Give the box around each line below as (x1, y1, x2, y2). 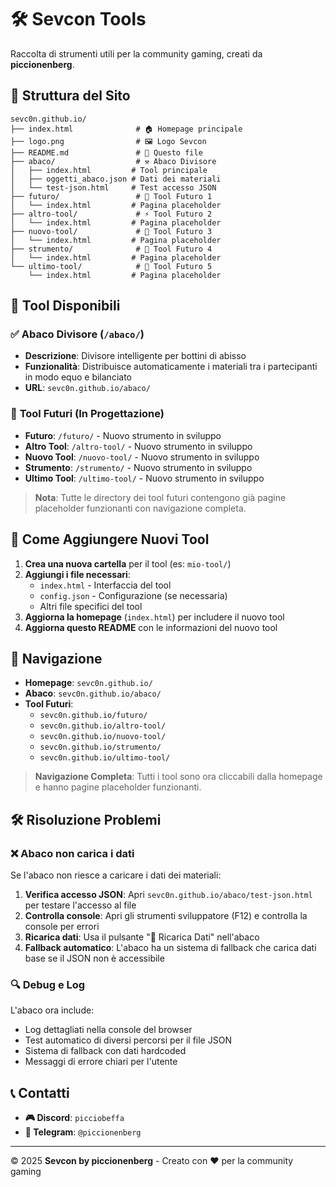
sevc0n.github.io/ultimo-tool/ (39, 753, 171, 763)
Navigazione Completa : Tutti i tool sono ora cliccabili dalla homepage (34, 771, 323, 783)
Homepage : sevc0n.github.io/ (24, 677, 153, 689)
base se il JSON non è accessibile (24, 952, 165, 965)
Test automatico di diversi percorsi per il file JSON (24, 1034, 232, 1046)
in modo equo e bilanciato (24, 371, 132, 383)
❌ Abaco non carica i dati (10, 846, 135, 860)
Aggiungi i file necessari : (24, 568, 131, 580)
